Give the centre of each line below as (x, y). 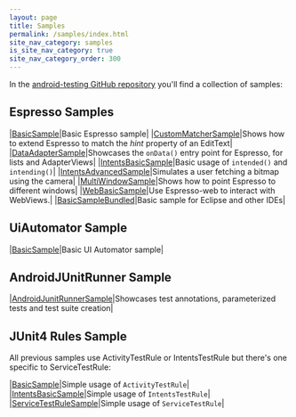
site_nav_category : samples (61, 42)
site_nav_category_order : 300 (65, 59)
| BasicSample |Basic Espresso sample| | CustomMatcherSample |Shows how (147, 134)
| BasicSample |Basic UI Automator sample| (87, 249)
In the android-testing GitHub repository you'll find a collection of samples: (146, 84)
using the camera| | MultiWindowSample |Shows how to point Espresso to (143, 181)
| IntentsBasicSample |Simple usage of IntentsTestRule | (110, 394)
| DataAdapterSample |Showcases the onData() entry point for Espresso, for (146, 152)
